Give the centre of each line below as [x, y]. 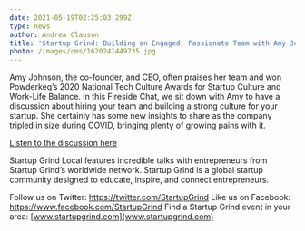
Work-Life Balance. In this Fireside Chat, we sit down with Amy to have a [145, 97]
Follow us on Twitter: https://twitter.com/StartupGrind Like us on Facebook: [150, 197]
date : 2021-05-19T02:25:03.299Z [70, 18]
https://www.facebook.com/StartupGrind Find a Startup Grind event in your [150, 207]
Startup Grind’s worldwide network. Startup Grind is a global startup [136, 170]
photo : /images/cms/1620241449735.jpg [83, 52]
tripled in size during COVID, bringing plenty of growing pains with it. [138, 125]
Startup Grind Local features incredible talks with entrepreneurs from [138, 160]
